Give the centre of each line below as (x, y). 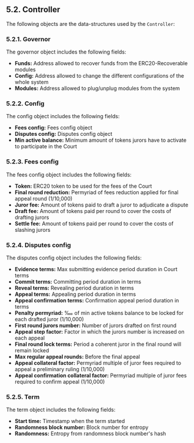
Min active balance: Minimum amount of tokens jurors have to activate (101, 140)
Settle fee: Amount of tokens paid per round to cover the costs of (94, 224)
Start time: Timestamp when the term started (70, 421)
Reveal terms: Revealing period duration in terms (74, 288)
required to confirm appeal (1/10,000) (60, 382)
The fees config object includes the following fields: (69, 174)
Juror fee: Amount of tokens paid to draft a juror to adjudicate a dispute (101, 205)
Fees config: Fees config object (53, 128)
